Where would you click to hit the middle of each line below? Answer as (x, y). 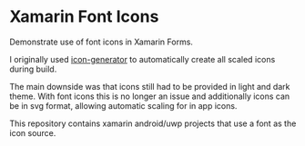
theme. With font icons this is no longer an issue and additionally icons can (150, 96)
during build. (33, 69)
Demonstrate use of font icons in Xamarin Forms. (102, 42)
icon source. (33, 132)
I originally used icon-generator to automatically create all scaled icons (142, 59)
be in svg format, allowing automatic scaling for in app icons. (123, 105)
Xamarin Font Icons (84, 17)
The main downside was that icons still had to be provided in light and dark (150, 86)
